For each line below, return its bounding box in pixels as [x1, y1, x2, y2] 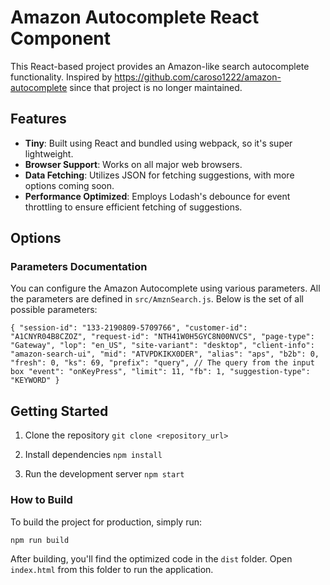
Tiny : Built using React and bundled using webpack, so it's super [24, 137, 293, 149]
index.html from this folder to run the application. [10, 563, 214, 575]
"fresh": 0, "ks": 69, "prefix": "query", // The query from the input [10, 358, 315, 368]
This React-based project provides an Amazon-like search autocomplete [10, 60, 310, 72]
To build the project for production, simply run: [10, 516, 203, 528]
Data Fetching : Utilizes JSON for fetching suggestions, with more [24, 169, 295, 181]
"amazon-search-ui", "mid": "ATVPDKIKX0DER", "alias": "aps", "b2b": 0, [10, 349, 320, 360]
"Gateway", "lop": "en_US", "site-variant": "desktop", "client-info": [10, 341, 315, 351]
